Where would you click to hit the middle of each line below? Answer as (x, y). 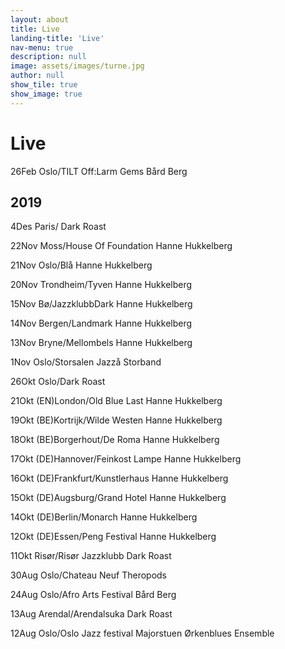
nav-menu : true (42, 47)
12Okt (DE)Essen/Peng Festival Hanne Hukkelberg (113, 537)
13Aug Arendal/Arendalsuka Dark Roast (91, 614)
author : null (37, 76)
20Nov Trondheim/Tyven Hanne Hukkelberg (101, 285)
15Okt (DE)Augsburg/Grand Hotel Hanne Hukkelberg (118, 498)
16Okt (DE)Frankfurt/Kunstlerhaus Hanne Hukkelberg (119, 478)
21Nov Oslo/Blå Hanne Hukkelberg (81, 265)
